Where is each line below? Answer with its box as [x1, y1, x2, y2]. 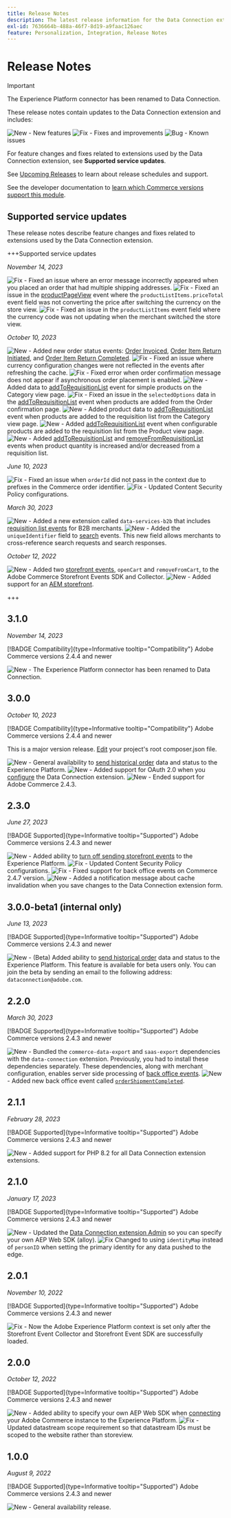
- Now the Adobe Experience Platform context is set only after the [23, 1322, 211, 1330]
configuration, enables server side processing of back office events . [7, 1070, 201, 1078]
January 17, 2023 [7, 1194, 56, 1202]
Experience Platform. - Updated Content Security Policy [7, 859, 182, 868]
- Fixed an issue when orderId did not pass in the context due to [23, 476, 206, 483]
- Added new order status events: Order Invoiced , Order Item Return [28, 346, 222, 355]
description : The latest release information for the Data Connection [7, 16, 214, 23]
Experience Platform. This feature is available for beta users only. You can [7, 960, 217, 969]
